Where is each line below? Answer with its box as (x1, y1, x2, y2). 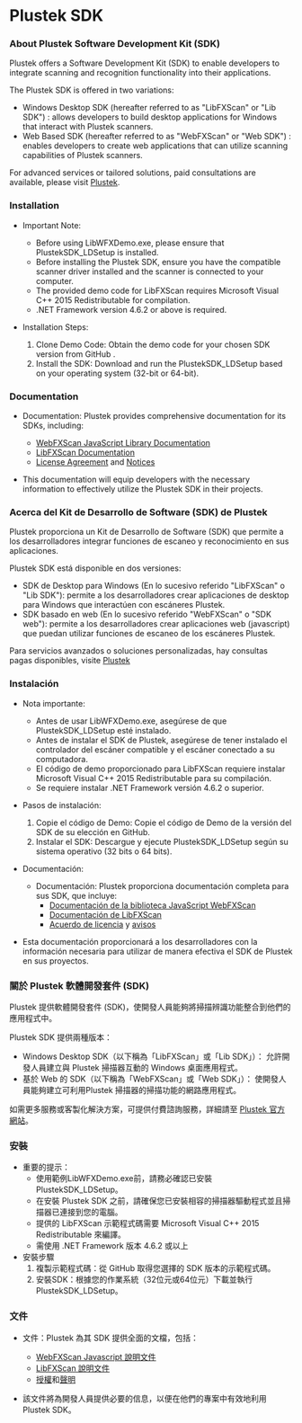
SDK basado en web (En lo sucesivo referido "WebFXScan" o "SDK (22, 609, 272, 620)
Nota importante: (22, 698, 85, 708)
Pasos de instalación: (22, 799, 102, 810)
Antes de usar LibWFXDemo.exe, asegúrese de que (35, 716, 227, 726)
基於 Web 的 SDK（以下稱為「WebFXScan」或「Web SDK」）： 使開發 (22, 1073, 279, 1084)
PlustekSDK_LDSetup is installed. (35, 246, 159, 257)
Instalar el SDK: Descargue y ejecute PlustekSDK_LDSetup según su (35, 836, 289, 847)
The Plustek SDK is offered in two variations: (9, 84, 174, 95)
